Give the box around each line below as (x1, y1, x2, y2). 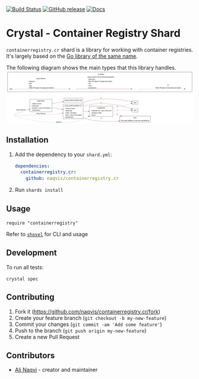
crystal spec (6, 276, 39, 282)
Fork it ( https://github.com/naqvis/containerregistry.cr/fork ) (14, 307, 161, 315)
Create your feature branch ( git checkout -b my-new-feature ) (14, 314, 167, 321)
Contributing (6, 292, 55, 302)
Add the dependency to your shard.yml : (14, 151, 112, 158)
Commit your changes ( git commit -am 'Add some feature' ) (14, 321, 162, 328)
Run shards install (14, 187, 64, 194)
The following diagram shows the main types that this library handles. (6, 64, 176, 71)
